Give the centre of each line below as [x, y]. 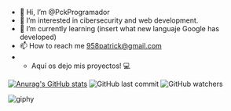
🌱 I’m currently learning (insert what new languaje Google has [119, 29]
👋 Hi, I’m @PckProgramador [64, 12]
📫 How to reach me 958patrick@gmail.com [91, 46]
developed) [38, 37]
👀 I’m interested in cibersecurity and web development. [109, 20]
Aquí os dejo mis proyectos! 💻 [81, 66]
